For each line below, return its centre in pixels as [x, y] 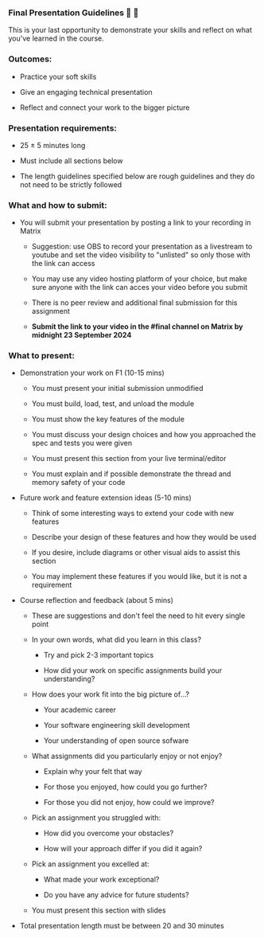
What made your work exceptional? [101, 880]
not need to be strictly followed [71, 184]
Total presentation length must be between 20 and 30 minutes [122, 926]
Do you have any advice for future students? [116, 895]
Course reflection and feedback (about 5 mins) [96, 600]
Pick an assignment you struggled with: [96, 818]
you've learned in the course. [56, 38]
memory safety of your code [78, 483]
